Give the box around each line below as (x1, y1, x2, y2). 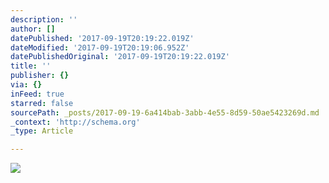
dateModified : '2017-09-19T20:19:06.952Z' (10, 42, 190, 53)
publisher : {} (10, 71, 70, 81)
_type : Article (10, 126, 74, 136)
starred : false (10, 98, 74, 108)
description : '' (10, 14, 78, 25)
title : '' (10, 61, 52, 71)
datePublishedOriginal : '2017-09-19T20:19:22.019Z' (10, 52, 230, 62)
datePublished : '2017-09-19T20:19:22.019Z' (10, 33, 195, 43)
